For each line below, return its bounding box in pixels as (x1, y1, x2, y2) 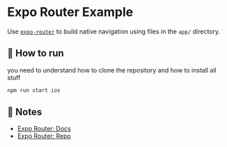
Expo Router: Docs (17, 125, 71, 133)
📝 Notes (7, 106, 42, 118)
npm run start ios (7, 86, 61, 94)
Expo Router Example (7, 4, 134, 20)
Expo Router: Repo (17, 132, 72, 140)
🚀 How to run (7, 47, 64, 59)
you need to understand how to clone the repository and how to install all (7, 65, 217, 74)
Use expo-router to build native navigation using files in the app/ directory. (7, 27, 221, 36)
